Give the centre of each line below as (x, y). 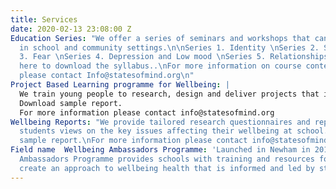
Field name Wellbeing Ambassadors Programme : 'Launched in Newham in (160, 150)
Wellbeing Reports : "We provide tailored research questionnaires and (160, 122)
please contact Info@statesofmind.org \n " (107, 76)
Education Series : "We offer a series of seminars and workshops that (160, 38)
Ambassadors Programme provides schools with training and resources (167, 159)
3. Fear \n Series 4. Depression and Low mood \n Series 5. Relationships (174, 57)
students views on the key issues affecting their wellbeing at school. (174, 131)
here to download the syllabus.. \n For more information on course (160, 66)
